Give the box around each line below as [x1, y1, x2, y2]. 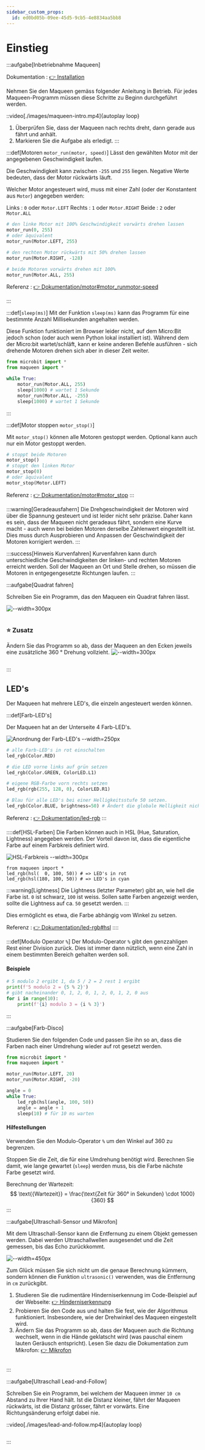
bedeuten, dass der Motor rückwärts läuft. [6, 174, 113, 181]
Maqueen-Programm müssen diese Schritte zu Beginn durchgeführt [6, 94, 178, 102]
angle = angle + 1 [17, 1104, 64, 1111]
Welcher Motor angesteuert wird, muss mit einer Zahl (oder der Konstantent [6, 186, 197, 193]
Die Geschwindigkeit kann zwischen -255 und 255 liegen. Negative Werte [6, 168, 189, 175]
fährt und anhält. [15, 131, 57, 138]
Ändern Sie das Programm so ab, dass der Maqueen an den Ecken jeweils [6, 642, 192, 649]
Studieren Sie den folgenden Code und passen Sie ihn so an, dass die [6, 1036, 182, 1043]
